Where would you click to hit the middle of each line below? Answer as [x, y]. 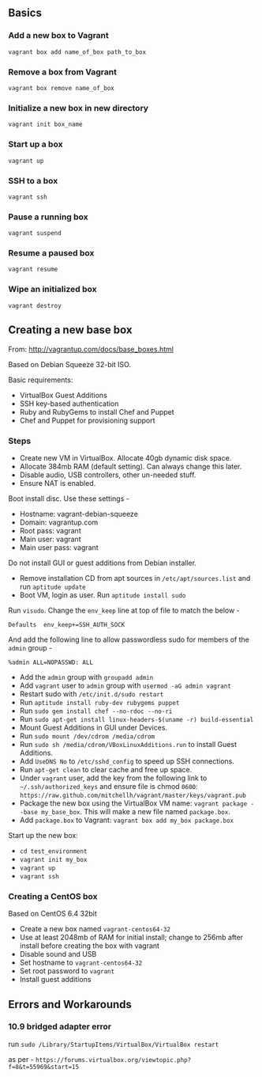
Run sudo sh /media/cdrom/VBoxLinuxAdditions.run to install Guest [128, 744]
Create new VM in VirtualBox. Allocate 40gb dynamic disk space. [125, 457]
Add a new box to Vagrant [58, 36]
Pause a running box [48, 217]
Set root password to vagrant [67, 971]
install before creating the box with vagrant [90, 946]
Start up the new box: [43, 835]
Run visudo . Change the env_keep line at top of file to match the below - [124, 610]
